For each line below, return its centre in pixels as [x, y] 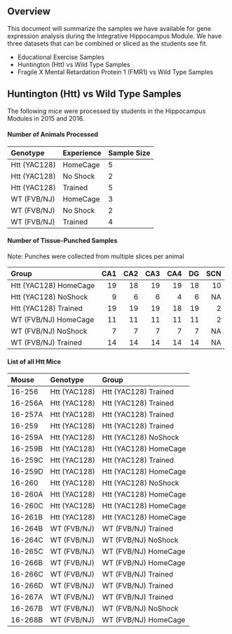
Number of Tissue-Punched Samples [62, 241]
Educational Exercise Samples [61, 57]
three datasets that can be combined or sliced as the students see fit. [108, 43]
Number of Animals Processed [53, 134]
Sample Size [129, 152]
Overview [29, 12]
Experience [82, 152]
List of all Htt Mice [34, 362]
